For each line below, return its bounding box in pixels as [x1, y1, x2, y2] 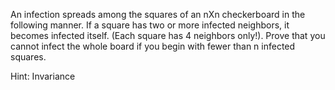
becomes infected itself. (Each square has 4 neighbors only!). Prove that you [10, 30, 326, 41]
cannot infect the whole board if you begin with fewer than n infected [10, 40, 296, 52]
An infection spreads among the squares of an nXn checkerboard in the [10, 9, 306, 20]
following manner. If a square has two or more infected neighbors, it [10, 19, 290, 31]
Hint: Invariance [10, 70, 76, 82]
